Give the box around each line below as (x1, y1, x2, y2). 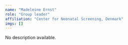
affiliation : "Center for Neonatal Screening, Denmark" (5, 16, 124, 21)
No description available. (5, 35, 56, 41)
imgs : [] (5, 21, 23, 26)
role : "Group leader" (5, 12, 50, 17)
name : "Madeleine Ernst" (5, 7, 57, 12)
